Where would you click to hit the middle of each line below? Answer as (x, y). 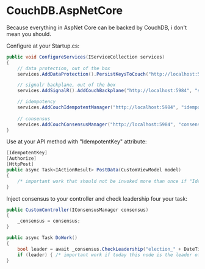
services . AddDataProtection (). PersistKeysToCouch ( (83, 74)
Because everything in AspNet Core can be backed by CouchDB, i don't (97, 27)
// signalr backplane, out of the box (67, 85)
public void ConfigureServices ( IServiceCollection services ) (86, 57)
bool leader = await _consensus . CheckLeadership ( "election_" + (99, 249)
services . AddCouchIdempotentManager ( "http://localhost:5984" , (98, 107)
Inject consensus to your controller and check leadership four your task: (97, 198)
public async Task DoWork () (42, 238)
